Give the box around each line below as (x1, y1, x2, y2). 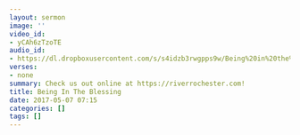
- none (9, 71, 34, 80)
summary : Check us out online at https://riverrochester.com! (9, 79, 246, 88)
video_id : (9, 29, 46, 38)
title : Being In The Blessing (9, 87, 122, 96)
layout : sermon (9, 12, 66, 22)
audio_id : (9, 46, 46, 55)
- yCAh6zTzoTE (9, 37, 62, 47)
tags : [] (9, 112, 42, 121)
